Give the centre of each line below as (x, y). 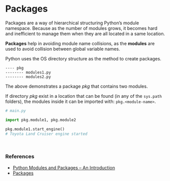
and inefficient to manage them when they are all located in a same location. (85, 33)
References (20, 157)
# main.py (16, 111)
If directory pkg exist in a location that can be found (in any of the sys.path (83, 96)
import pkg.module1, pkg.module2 (41, 120)
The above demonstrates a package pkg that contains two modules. (77, 86)
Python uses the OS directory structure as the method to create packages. (83, 58)
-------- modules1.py (28, 72)
